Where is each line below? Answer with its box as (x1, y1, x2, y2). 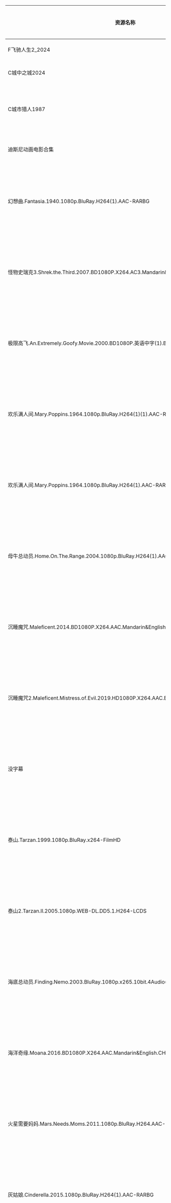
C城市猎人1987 (8, 106, 46, 113)
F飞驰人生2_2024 (8, 46, 50, 53)
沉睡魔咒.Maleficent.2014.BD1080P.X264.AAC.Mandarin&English (8, 623, 166, 631)
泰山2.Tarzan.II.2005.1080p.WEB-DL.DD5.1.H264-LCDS (8, 907, 147, 915)
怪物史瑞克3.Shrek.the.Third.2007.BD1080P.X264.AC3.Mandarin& (8, 269, 168, 276)
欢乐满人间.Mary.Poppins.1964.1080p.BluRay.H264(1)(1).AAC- (8, 411, 163, 417)
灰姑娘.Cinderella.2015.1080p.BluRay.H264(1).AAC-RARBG (8, 1191, 154, 1198)
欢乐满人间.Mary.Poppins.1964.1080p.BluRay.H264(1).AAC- (8, 482, 156, 488)
